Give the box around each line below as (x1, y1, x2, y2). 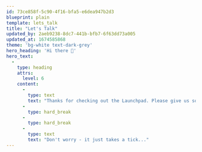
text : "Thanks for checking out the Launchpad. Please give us (28, 98, 189, 104)
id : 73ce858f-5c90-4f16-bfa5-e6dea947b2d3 (6, 8, 114, 15)
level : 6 (22, 75, 44, 81)
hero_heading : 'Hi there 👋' (6, 48, 77, 54)
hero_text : (6, 53, 34, 59)
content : (17, 81, 39, 87)
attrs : (17, 70, 34, 76)
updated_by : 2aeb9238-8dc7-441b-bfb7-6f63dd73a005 (6, 31, 136, 37)
